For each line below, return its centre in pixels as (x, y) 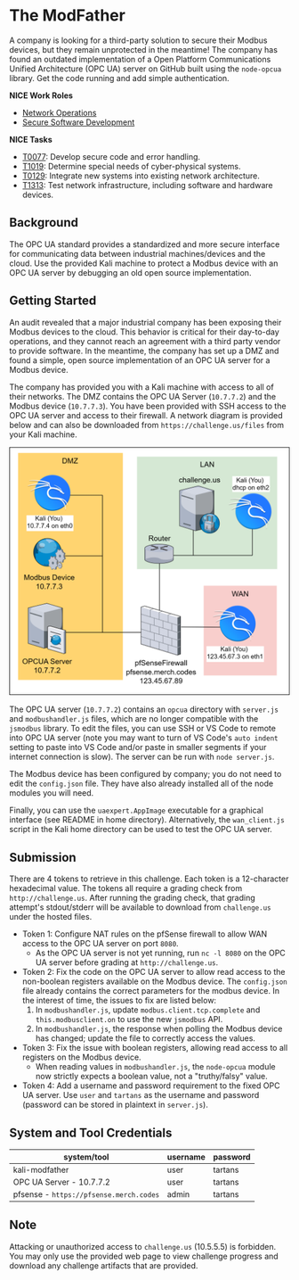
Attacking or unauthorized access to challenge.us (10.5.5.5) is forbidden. (143, 1246)
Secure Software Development (78, 122)
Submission (43, 857)
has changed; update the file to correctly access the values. (145, 1038)
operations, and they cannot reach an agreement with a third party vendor (145, 341)
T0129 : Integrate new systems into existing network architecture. (141, 176)
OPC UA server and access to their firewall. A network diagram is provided (146, 415)
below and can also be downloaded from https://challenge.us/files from (147, 425)
